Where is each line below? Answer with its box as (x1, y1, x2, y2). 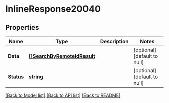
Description (100, 38, 129, 45)
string (28, 73, 44, 80)
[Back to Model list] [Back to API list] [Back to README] (5, 92, 121, 98)
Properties (5, 23, 39, 32)
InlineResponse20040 (5, 3, 101, 15)
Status (8, 73, 24, 80)
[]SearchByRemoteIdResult (28, 53, 96, 59)
